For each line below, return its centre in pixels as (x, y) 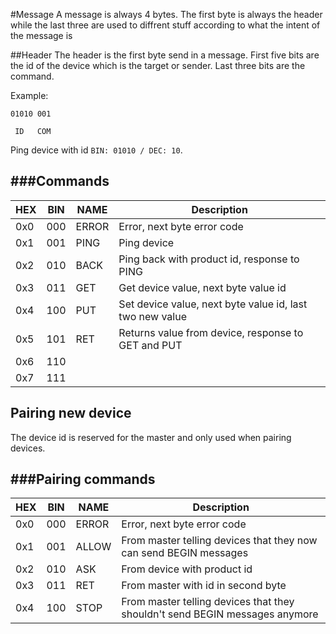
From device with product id (187, 569)
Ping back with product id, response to (209, 259)
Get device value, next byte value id (202, 287)
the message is (41, 35)
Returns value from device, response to (211, 332)
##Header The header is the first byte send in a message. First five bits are (165, 55)
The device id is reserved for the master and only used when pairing (151, 437)
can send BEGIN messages (185, 553)
